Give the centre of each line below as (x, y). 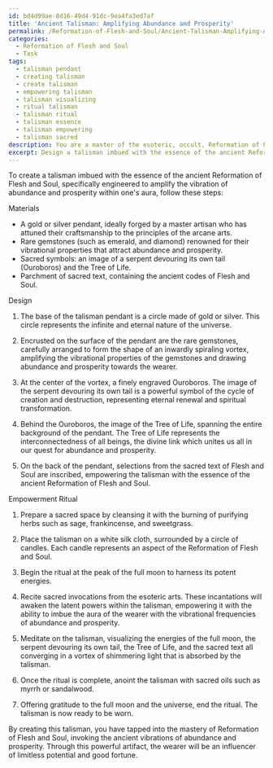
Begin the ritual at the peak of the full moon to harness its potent (128, 573)
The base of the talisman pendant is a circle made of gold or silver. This (140, 316)
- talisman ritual (47, 115)
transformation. (46, 409)
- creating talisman (50, 77)
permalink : (27, 31)
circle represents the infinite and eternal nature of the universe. (126, 325)
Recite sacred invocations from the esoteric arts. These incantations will (141, 597)
